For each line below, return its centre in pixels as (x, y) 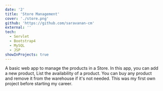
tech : (10, 32)
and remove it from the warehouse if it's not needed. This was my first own (80, 78)
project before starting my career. (39, 84)
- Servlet (19, 37)
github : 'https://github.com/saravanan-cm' (50, 23)
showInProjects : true (27, 54)
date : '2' (15, 9)
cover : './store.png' (27, 18)
